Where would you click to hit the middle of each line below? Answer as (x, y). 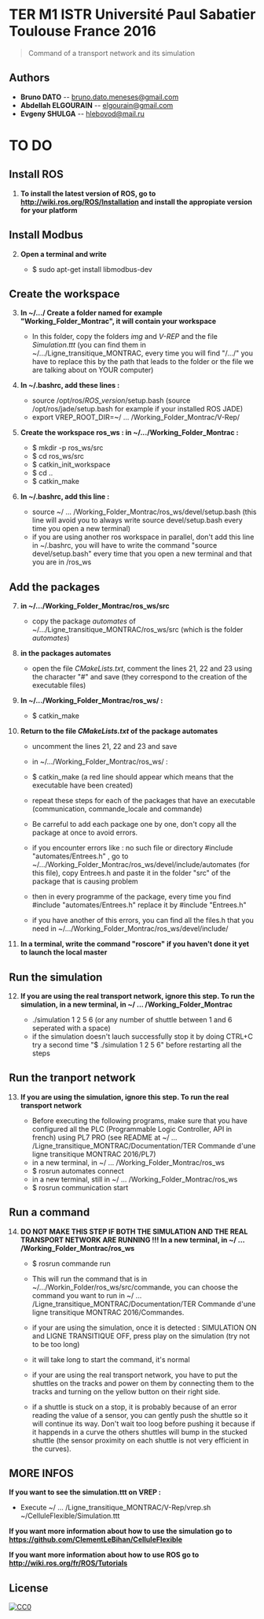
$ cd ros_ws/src (58, 456)
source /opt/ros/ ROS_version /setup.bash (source (111, 400)
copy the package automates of (84, 621)
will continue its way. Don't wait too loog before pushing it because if (144, 1424)
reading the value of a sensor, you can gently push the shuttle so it (140, 1415)
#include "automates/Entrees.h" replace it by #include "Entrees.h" (139, 905)
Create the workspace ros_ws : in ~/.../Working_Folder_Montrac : (129, 433)
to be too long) (56, 1344)
